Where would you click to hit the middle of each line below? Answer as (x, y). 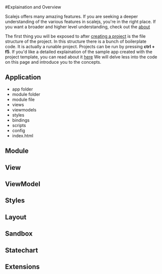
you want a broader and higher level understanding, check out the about (78, 27)
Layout (16, 217)
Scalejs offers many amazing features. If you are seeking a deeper (72, 16)
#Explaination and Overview (33, 7)
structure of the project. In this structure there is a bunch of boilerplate (76, 41)
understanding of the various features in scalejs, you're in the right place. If (81, 22)
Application (23, 77)
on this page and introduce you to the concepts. (53, 62)
